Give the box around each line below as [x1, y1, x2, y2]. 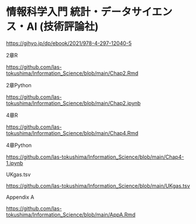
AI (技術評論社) [26, 20, 99, 33]
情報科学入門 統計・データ [6, 5, 132, 19]
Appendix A [6, 194, 35, 201]
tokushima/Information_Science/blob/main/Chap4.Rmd [6, 129, 139, 136]
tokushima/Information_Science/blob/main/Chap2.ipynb [6, 99, 141, 106]
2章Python [6, 81, 32, 88]
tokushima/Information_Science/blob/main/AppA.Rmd [6, 211, 136, 218]
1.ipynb [6, 159, 23, 167]
